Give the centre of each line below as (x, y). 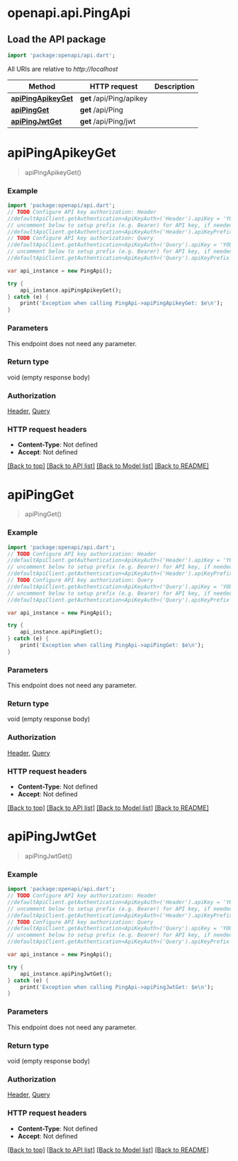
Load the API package (57, 39)
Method (42, 86)
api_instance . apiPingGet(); (61, 632)
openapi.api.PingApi (69, 13)
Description (175, 86)
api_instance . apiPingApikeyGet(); (71, 290)
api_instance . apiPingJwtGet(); (66, 974)
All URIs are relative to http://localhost (63, 69)
